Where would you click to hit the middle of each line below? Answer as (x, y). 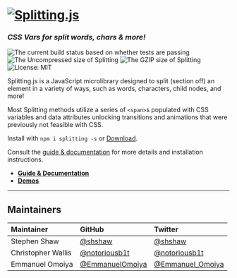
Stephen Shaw (35, 241)
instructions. (25, 159)
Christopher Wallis (41, 253)
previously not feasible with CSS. (55, 125)
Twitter (166, 229)
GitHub (92, 229)
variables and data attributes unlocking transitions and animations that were (117, 117)
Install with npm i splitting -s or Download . (73, 138)
